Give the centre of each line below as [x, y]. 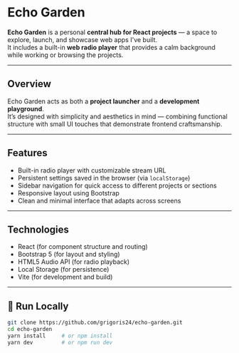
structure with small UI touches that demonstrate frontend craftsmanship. [115, 124]
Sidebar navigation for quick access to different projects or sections [117, 185]
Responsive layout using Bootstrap [68, 193]
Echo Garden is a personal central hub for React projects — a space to [112, 32]
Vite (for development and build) [65, 277]
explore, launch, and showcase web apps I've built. [83, 39]
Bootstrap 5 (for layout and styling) [69, 255]
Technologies [38, 229]
